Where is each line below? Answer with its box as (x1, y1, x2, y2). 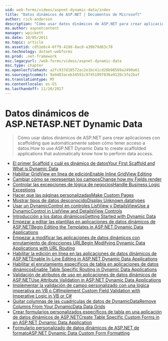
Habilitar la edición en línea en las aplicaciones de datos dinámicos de (12, 251, 157, 257)
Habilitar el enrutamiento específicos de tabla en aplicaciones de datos (12, 261, 159, 267)
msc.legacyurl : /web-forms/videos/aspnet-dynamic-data (5, 58, 122, 63)
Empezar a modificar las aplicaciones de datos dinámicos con (12, 235, 140, 241)
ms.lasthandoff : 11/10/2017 (5, 86, 64, 91)
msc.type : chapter (5, 63, 43, 68)
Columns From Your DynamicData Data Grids (12, 304, 105, 310)
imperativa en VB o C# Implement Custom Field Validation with (12, 288, 140, 294)
